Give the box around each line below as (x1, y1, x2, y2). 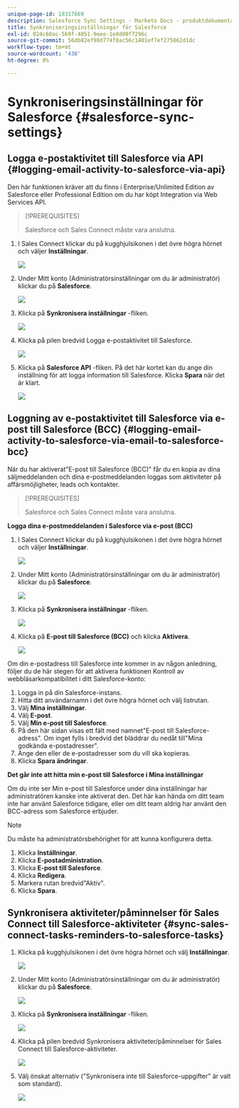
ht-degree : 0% (7, 57, 50, 64)
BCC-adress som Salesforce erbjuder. (7, 807, 119, 815)
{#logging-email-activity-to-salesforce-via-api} (7, 163, 226, 176)
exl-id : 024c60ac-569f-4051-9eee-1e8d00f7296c (7, 30, 148, 38)
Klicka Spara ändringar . (17, 756, 89, 765)
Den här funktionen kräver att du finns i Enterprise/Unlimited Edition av (7, 183, 215, 191)
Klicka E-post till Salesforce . (17, 863, 103, 872)
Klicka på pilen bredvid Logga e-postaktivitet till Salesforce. (17, 336, 193, 345)
